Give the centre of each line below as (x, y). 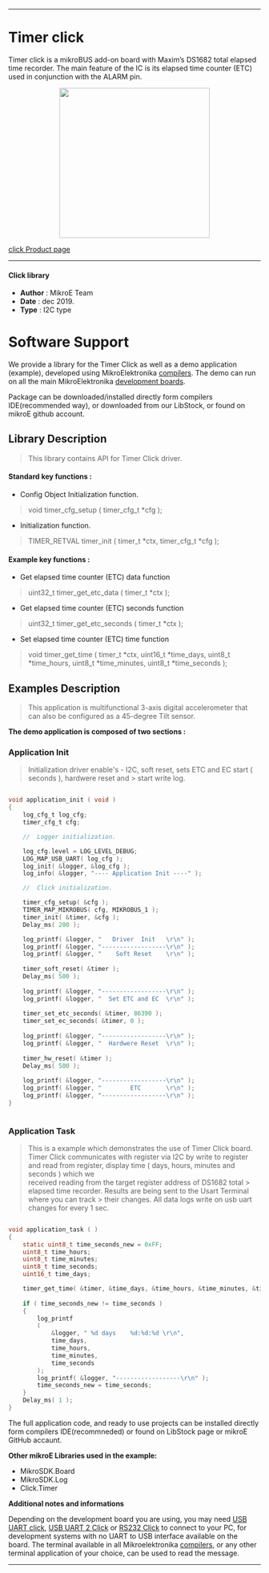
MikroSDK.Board (47, 1471)
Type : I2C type (46, 310)
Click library (29, 275)
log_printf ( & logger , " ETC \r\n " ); (109, 1088)
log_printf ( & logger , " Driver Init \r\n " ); (109, 939)
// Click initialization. (68, 888)
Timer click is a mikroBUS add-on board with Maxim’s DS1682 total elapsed (132, 59)
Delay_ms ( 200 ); (52, 925)
